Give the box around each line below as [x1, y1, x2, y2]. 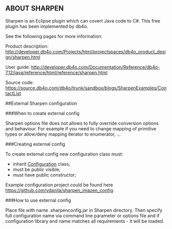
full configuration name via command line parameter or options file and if [5, 213, 160, 219]
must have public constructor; [12, 171, 77, 178]
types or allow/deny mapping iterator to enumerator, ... [5, 131, 121, 137]
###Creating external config [5, 141, 65, 147]
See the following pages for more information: [5, 33, 103, 39]
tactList [5, 90, 22, 97]
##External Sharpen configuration [5, 100, 78, 106]
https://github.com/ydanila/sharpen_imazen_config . [5, 187, 114, 193]
